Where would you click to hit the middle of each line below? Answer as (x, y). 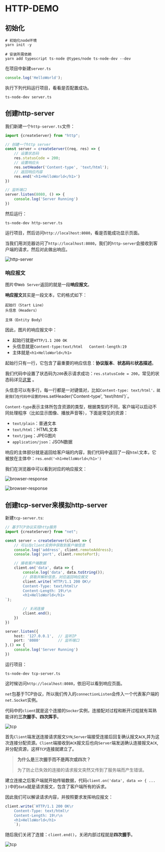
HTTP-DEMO (32, 9)
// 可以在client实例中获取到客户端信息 (49, 545)
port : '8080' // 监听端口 (47, 641)
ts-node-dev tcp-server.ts (33, 673)
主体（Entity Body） (25, 320)
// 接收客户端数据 (30, 563)
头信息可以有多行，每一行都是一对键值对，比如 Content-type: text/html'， (81, 390)
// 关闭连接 (33, 609)
